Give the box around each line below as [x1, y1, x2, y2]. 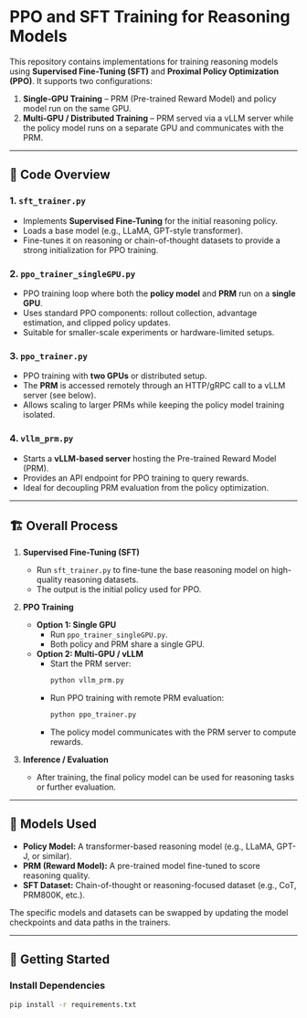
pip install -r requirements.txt [9, 1000, 137, 1009]
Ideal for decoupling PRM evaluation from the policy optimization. [22, 482, 270, 493]
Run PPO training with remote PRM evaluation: [49, 693, 225, 704]
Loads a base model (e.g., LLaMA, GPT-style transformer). [22, 225, 244, 236]
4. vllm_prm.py [9, 432, 74, 445]
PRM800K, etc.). [22, 889, 85, 900]
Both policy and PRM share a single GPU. [49, 639, 206, 650]
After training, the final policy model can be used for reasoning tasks [36, 772, 295, 783]
